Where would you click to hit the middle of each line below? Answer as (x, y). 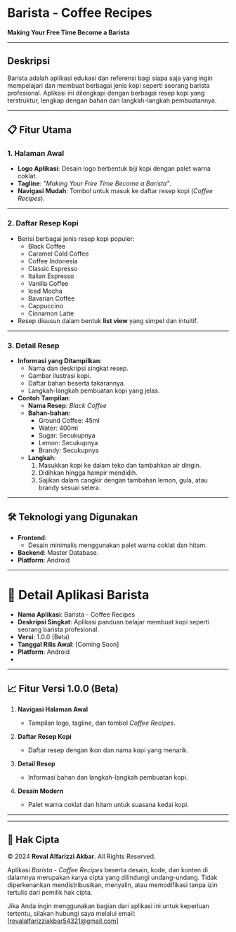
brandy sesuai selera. (70, 488)
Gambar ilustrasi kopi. (59, 376)
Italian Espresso (51, 276)
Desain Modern (40, 791)
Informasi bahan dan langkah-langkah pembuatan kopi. (108, 777)
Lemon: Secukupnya (68, 443)
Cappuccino (46, 306)
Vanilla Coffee (48, 283)
